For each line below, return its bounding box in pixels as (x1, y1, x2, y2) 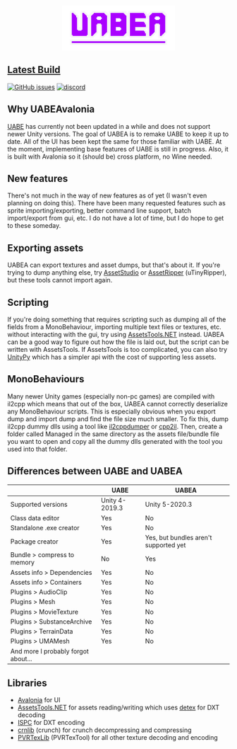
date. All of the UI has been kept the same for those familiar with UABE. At (7, 137, 222, 146)
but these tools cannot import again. (7, 276, 113, 285)
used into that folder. (7, 445, 68, 453)
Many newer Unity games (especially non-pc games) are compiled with (7, 391, 215, 401)
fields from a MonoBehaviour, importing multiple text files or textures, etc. (7, 323, 221, 331)
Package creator (10, 537, 59, 546)
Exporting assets (7, 242, 84, 254)
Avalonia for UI (17, 696, 61, 704)
